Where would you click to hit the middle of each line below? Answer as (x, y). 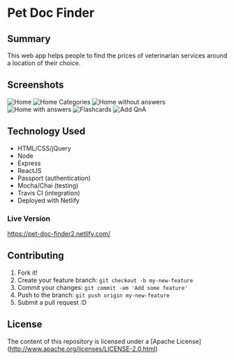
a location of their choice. (44, 63)
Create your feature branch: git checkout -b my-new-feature (105, 280)
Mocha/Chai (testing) (48, 185)
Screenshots (36, 85)
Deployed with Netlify (49, 200)
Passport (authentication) (54, 178)
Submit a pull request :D (52, 302)
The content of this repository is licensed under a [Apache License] (104, 341)
